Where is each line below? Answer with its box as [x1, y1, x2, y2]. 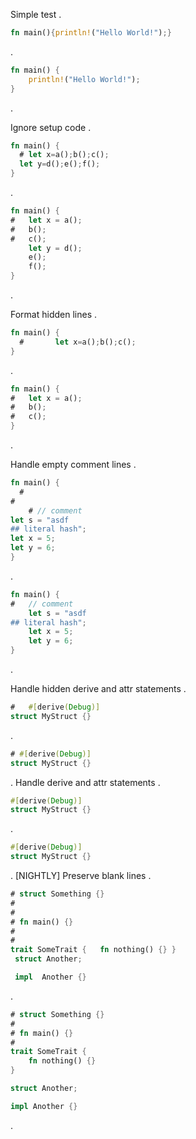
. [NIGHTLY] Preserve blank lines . [10, 870, 152, 881]
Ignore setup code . [10, 121, 92, 133]
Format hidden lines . [10, 309, 97, 320]
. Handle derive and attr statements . [10, 776, 161, 788]
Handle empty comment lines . [10, 459, 137, 470]
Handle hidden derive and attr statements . [10, 683, 187, 694]
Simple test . [10, 9, 62, 20]
